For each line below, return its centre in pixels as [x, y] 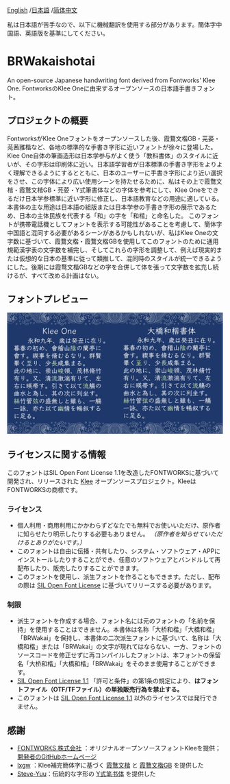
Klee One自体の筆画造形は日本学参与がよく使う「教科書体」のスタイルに [110, 156]
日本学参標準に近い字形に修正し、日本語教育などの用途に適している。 [124, 198]
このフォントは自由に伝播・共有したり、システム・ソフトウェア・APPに [119, 551]
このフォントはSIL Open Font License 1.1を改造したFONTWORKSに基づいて [113, 472]
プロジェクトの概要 [48, 121]
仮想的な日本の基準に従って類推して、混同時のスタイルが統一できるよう [120, 258]
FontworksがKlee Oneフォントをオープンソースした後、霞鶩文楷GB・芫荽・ [114, 138]
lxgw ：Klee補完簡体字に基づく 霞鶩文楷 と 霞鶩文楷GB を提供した [110, 765]
